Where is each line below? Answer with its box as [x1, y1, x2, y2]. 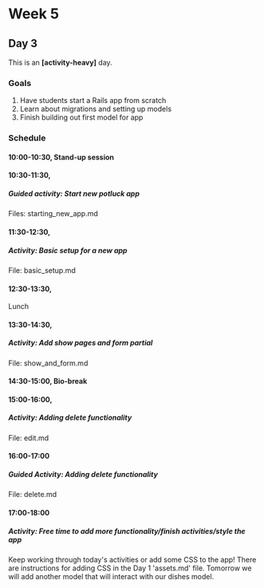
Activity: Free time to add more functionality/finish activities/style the [8, 526, 246, 535]
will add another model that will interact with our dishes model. [8, 571, 215, 581]
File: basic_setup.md [8, 265, 76, 275]
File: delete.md [8, 490, 57, 499]
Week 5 [8, 5, 60, 23]
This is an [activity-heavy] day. [8, 57, 113, 67]
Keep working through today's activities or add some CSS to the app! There [8, 554, 257, 564]
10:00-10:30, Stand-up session [8, 152, 114, 162]
